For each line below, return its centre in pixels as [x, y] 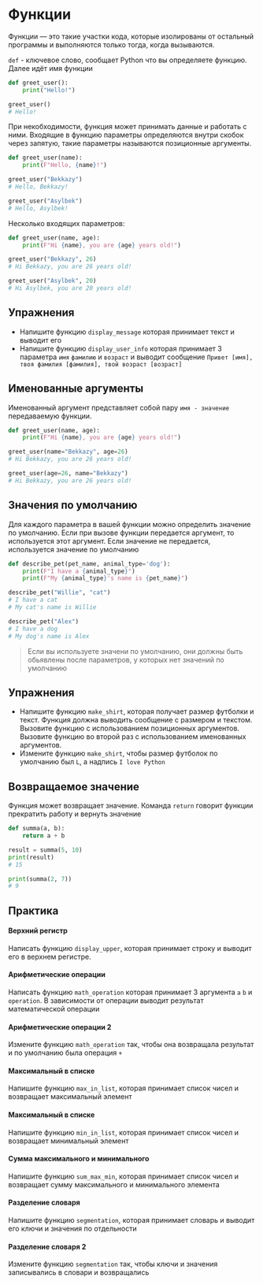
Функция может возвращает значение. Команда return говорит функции [131, 806]
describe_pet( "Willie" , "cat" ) [59, 592]
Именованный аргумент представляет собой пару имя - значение [119, 407]
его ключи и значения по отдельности [73, 1229]
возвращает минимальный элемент [69, 1141]
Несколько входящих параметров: [67, 223]
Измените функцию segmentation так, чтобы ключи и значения [113, 1264]
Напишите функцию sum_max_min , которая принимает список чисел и [123, 1176]
